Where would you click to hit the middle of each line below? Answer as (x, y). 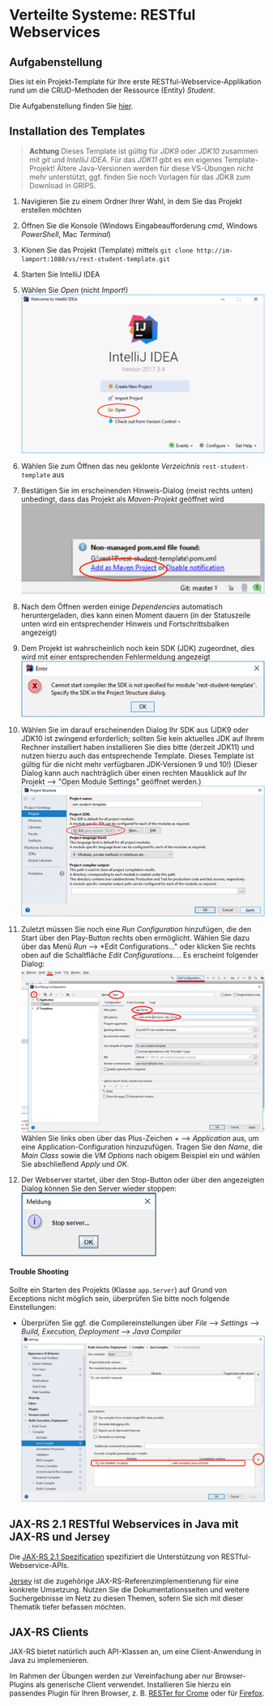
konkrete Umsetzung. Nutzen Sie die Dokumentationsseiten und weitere (130, 1589)
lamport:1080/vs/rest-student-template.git (96, 259)
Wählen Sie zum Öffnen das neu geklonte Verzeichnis (111, 466)
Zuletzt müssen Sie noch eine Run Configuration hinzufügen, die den (136, 929)
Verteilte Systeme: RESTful (102, 15)
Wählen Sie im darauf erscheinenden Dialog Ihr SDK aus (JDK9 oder (135, 730)
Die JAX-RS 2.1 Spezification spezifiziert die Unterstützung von (114, 1557)
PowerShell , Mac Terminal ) (66, 234)
